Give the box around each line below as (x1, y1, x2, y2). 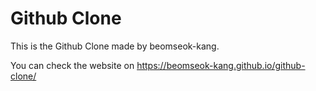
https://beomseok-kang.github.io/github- (136, 59, 306, 71)
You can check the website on (10, 59, 135, 71)
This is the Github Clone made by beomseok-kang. (10, 40, 220, 52)
